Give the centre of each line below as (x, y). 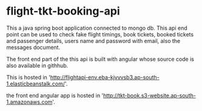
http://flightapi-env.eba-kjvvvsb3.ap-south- (105, 77)
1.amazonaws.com (29, 102)
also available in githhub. (37, 66)
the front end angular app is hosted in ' (55, 95)
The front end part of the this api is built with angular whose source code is (100, 59)
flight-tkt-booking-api (63, 11)
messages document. (33, 47)
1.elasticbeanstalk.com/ (36, 84)
